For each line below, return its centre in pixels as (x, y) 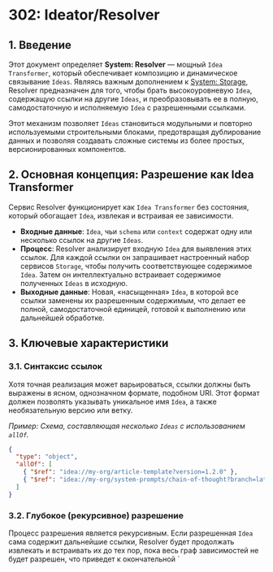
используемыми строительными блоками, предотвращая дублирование (135, 132)
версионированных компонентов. (67, 149)
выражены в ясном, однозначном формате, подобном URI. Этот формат (134, 392)
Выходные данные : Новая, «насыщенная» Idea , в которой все (129, 292)
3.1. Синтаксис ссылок (56, 366)
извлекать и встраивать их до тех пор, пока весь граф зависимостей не (134, 550)
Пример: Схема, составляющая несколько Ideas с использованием (127, 426)
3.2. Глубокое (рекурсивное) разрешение (96, 515)
